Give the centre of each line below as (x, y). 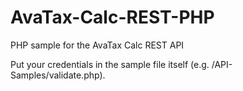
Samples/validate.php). (58, 75)
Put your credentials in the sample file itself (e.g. (110, 64)
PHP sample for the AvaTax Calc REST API (97, 45)
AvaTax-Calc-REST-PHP (112, 17)
